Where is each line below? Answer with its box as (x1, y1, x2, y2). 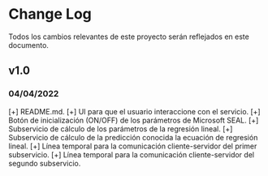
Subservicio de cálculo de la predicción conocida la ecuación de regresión (8, 132, 258, 142)
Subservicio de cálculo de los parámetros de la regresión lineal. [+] (8, 123, 233, 134)
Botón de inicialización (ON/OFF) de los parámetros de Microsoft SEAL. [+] (8, 115, 259, 125)
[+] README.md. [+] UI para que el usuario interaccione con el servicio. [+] (8, 106, 262, 116)
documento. (8, 40, 49, 49)
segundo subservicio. (8, 158, 81, 168)
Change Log (8, 5, 92, 24)
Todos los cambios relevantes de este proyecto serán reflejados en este (8, 32, 249, 41)
